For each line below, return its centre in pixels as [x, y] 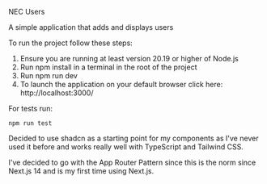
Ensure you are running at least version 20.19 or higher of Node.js [129, 59]
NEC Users [27, 12]
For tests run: [30, 109]
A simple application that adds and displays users [91, 27]
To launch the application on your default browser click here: [121, 84]
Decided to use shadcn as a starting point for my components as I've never [133, 138]
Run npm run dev [49, 75]
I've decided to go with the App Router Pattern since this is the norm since [132, 162]
